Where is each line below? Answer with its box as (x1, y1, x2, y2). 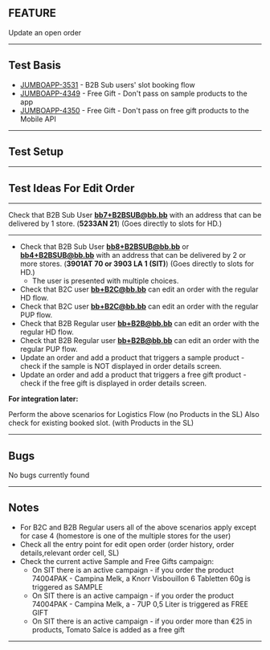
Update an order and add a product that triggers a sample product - (19, 353, 245, 362)
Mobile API (19, 114, 56, 124)
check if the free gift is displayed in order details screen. (19, 378, 207, 388)
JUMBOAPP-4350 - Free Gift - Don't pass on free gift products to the (19, 105, 249, 115)
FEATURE (8, 6, 56, 20)
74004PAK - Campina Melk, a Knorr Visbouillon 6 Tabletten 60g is (31, 574, 251, 583)
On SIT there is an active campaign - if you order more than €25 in (31, 616, 252, 626)
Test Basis (8, 59, 62, 72)
